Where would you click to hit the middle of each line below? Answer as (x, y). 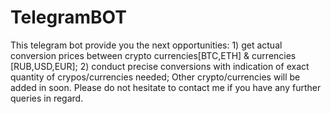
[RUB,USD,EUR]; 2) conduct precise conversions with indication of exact (160, 66)
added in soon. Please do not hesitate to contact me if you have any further (166, 87)
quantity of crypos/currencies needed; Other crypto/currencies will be (155, 77)
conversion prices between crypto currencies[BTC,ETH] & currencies (153, 55)
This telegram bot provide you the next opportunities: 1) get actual (146, 45)
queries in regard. (47, 98)
